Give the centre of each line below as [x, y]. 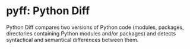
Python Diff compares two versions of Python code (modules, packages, [95, 27]
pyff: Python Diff [48, 11]
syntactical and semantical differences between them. [72, 40]
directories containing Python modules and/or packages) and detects [91, 33]
